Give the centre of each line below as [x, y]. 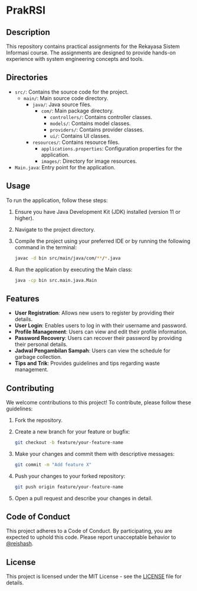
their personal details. [41, 345]
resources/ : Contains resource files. [76, 142]
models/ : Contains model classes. [90, 123]
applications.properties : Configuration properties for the [111, 148]
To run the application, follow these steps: [57, 200]
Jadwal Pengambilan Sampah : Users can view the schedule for [93, 351]
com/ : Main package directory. [77, 111]
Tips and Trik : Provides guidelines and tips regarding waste [87, 363]
